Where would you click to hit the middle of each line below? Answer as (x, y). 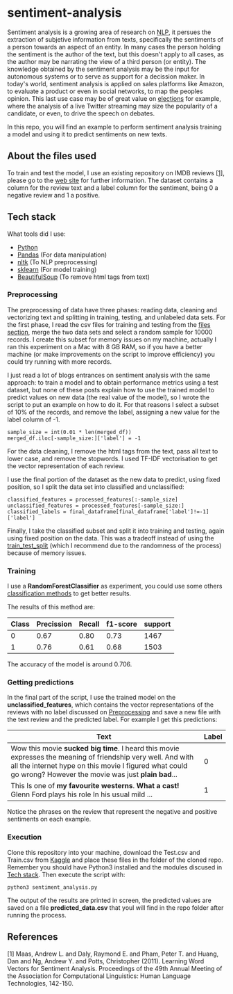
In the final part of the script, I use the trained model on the (92, 698)
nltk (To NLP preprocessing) (58, 262)
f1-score (122, 624)
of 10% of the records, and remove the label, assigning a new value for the (114, 412)
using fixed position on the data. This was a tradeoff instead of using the (111, 538)
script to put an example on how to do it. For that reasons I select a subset (113, 404)
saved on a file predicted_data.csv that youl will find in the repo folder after (115, 907)
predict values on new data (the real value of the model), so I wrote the (109, 397)
